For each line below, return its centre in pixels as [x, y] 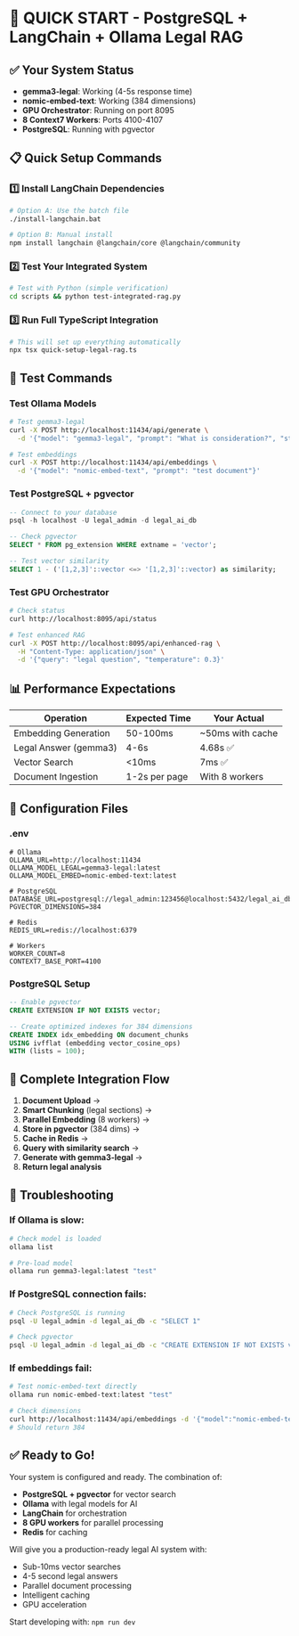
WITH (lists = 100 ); [48, 1051]
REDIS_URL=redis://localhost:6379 [73, 930]
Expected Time [158, 718]
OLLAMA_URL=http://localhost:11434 [75, 860]
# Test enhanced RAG [48, 635]
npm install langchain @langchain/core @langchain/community [125, 243]
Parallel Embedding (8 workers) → [86, 1120]
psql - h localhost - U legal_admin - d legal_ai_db [103, 520]
